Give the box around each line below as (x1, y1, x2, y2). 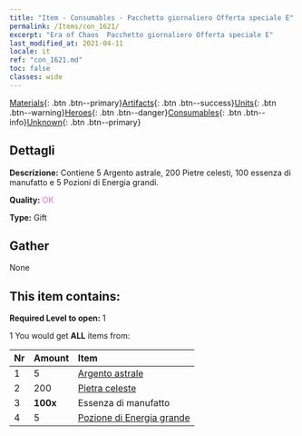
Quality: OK (9, 194, 54, 205)
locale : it (9, 47, 51, 56)
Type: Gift (9, 212, 47, 223)
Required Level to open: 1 (9, 312, 106, 323)
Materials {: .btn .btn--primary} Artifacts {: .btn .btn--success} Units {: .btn (9, 97, 277, 108)
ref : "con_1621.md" (9, 55, 83, 64)
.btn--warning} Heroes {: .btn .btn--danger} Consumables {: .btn (9, 106, 242, 118)
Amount (33, 352, 70, 364)
